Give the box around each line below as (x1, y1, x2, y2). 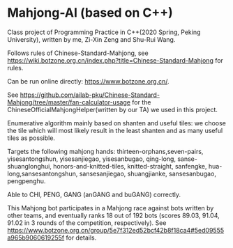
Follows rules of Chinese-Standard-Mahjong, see (7, 49, 149, 57)
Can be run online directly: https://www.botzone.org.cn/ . (7, 77, 170, 85)
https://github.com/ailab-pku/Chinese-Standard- (20, 91, 160, 99)
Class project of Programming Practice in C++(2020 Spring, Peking (7, 28, 201, 36)
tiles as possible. (7, 134, 56, 142)
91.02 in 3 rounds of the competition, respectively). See (7, 218, 167, 227)
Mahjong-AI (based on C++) (7, 5, 173, 21)
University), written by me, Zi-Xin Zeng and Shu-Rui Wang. (7, 35, 176, 43)
